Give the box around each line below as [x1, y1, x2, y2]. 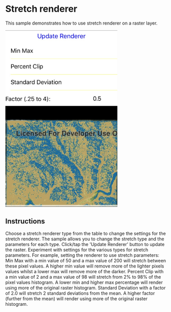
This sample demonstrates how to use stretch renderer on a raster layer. [5, 20, 158, 26]
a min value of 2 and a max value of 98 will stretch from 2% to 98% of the [5, 274, 161, 280]
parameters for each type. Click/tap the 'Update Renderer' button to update [5, 241, 165, 248]
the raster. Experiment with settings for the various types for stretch [5, 247, 148, 253]
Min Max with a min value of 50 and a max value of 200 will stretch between [5, 258, 166, 264]
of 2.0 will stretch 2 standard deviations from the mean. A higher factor [5, 290, 155, 297]
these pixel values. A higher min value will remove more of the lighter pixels [5, 263, 164, 269]
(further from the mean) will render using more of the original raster [5, 296, 147, 302]
